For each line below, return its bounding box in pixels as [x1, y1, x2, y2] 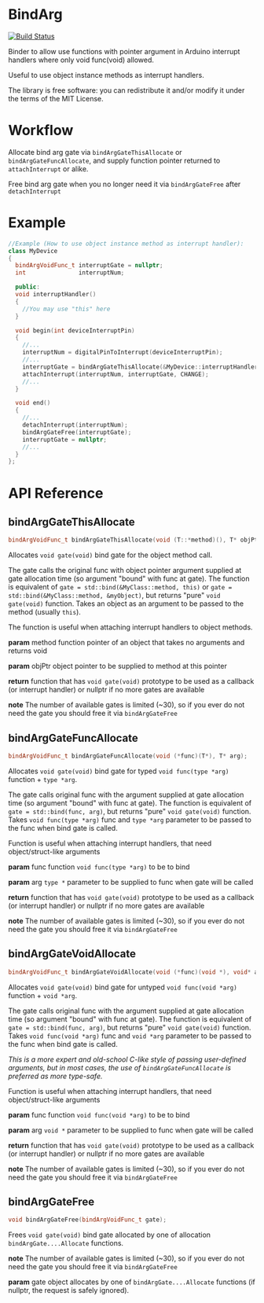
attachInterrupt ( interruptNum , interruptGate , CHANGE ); [22, 370, 210, 378]
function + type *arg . [8, 774, 77, 784]
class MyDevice [8, 247, 58, 255]
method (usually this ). [8, 607, 81, 617]
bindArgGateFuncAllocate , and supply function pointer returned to [8, 156, 221, 165]
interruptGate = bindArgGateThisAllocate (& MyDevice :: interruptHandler [22, 363, 258, 371]
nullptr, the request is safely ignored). [8, 1286, 130, 1295]
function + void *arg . [8, 990, 77, 1000]
